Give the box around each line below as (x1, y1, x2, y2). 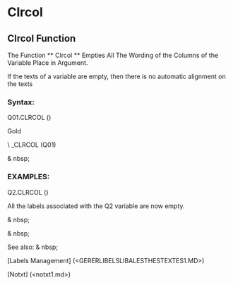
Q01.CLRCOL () (7, 114, 52, 122)
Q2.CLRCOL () (7, 188, 49, 196)
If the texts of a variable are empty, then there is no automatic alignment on (7, 72, 226, 80)
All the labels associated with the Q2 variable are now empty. (7, 202, 185, 210)
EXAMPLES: (7, 172, 50, 182)
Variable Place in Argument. (7, 59, 88, 67)
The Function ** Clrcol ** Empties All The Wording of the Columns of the (7, 51, 219, 59)
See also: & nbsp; (7, 243, 59, 251)
